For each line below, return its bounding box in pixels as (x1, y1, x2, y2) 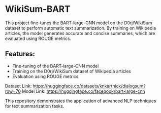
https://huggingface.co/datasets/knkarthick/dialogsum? (32, 83, 146, 89)
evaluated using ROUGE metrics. (5, 36, 71, 41)
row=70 (5, 88, 21, 94)
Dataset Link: (5, 83, 32, 89)
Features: (5, 50, 35, 58)
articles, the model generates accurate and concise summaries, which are (5, 30, 155, 36)
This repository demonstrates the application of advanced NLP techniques (5, 98, 157, 104)
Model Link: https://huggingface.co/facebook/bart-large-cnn (22, 88, 145, 94)
